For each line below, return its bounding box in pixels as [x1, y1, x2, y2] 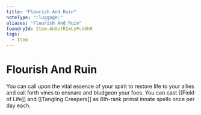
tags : [6, 31, 20, 37]
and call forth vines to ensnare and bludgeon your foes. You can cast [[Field [6, 89, 194, 96]
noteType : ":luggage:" [6, 14, 63, 20]
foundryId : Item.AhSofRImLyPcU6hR [6, 25, 93, 32]
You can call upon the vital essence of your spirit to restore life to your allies [6, 82, 194, 90]
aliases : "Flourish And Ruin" [6, 20, 82, 26]
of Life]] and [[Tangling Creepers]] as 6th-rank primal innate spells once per [6, 95, 195, 102]
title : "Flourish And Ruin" [6, 8, 77, 15]
